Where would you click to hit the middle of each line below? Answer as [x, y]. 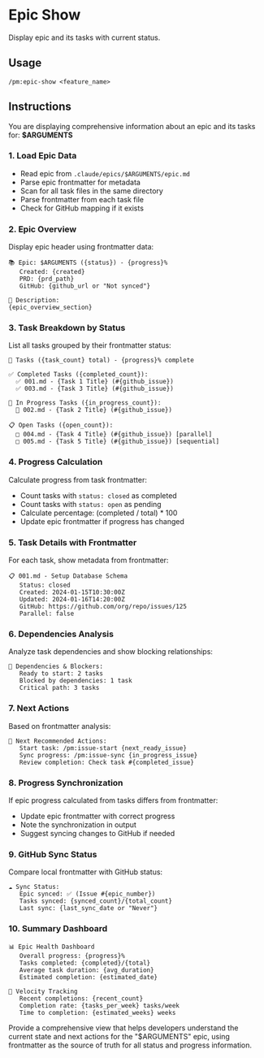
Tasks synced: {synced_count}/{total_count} [96, 901]
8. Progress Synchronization [66, 783]
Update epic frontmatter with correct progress [97, 816]
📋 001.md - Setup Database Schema [68, 576]
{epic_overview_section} [50, 308]
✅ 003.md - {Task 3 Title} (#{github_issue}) [95, 389]
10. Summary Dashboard [58, 929]
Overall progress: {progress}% [72, 956]
